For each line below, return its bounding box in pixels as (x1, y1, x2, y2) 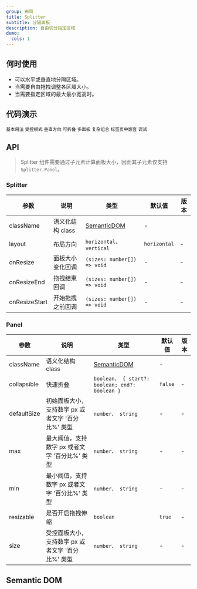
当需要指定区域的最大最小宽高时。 (14, 90, 97, 97)
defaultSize (9, 409, 40, 418)
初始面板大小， (46, 397, 87, 405)
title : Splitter (6, 14, 46, 20)
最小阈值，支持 (46, 472, 87, 480)
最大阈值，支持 (46, 434, 87, 442)
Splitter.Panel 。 (20, 166, 63, 173)
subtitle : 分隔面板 (6, 19, 50, 25)
